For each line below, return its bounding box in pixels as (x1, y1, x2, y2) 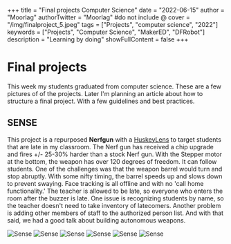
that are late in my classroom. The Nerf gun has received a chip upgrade (7, 142, 214, 151)
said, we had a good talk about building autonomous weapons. (7, 216, 186, 224)
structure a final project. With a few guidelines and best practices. (7, 97, 195, 105)
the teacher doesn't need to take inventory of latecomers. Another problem (7, 201, 221, 209)
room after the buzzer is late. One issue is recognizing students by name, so (7, 194, 224, 203)
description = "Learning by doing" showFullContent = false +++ (7, 35, 189, 44)
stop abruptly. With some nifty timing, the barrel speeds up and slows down (7, 172, 223, 180)
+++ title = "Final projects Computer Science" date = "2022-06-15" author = (7, 6, 225, 14)
